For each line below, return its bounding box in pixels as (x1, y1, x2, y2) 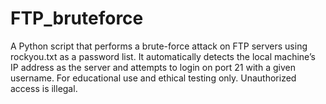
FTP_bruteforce (10, 7, 144, 30)
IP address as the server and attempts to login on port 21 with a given (10, 61, 296, 73)
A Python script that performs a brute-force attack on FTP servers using (10, 40, 308, 52)
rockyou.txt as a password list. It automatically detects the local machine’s (10, 50, 316, 62)
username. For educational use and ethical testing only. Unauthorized (10, 72, 297, 84)
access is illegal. (10, 82, 78, 94)
